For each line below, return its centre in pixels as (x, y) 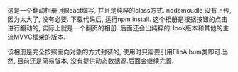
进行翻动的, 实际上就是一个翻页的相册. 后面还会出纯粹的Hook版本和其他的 (115, 28)
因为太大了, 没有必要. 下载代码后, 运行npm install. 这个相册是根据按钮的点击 (118, 19)
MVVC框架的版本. (39, 37)
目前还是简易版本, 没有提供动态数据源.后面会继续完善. (95, 61)
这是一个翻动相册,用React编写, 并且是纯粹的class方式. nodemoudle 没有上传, (119, 10)
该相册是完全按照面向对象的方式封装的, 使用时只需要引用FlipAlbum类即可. (115, 52)
